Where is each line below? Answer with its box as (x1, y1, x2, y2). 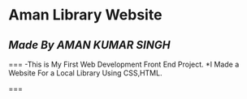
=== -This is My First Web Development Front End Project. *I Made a (8, 59, 240, 69)
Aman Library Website (8, 6, 162, 24)
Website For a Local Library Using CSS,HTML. (8, 68, 162, 78)
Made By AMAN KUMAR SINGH (8, 38, 171, 52)
